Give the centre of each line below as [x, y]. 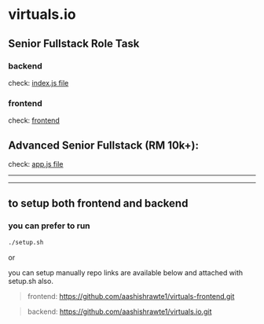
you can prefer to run [49, 226]
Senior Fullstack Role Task [74, 44]
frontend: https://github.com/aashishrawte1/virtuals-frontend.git [131, 296]
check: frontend [34, 120]
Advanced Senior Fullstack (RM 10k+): [103, 145]
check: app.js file [36, 164]
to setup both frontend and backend [98, 203]
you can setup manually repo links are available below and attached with [126, 272]
